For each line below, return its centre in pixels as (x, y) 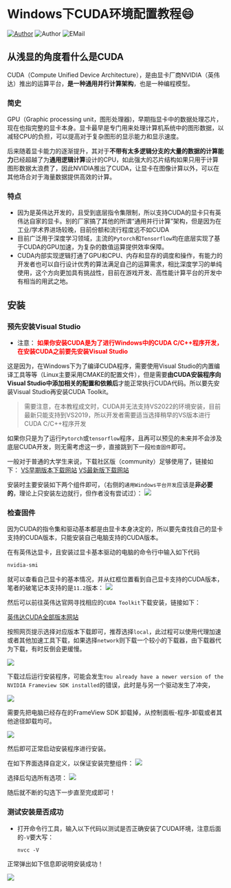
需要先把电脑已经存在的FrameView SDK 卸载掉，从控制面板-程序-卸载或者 (112, 713)
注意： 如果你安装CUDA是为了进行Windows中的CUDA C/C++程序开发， (120, 343)
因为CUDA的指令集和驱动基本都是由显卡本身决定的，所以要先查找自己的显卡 (115, 529)
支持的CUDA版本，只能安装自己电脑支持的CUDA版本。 (85, 538)
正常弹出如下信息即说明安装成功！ (55, 863)
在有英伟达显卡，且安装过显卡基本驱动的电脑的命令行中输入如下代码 (103, 552)
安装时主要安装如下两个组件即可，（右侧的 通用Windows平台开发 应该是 (101, 485)
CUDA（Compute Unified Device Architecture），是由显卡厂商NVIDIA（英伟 (113, 75)
